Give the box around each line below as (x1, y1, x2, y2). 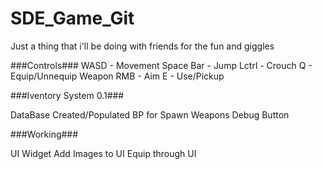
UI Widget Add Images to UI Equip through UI (10, 147, 197, 159)
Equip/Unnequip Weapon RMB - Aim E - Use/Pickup (10, 70, 225, 82)
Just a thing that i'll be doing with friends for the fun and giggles (10, 40, 275, 52)
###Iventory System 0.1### (10, 89, 125, 101)
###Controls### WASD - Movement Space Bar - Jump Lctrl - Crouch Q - (10, 59, 313, 71)
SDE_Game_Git (10, 7, 135, 30)
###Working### (10, 128, 79, 140)
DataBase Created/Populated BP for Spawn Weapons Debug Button (10, 108, 290, 121)
